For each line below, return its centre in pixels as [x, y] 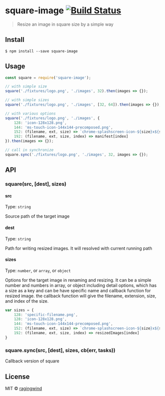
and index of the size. [27, 301]
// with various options [30, 114]
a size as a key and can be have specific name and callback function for [78, 290]
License [17, 376]
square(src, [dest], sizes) [36, 184]
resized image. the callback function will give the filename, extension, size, [81, 296]
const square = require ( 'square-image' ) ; [48, 78]
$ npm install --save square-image [41, 51]
